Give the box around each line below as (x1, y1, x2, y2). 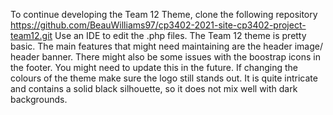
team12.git (10, 30, 53, 41)
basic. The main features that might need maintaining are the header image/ (10, 40, 323, 52)
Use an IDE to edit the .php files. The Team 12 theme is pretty (54, 30, 307, 41)
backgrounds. (10, 94, 68, 105)
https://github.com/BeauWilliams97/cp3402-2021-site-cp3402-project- (10, 19, 307, 31)
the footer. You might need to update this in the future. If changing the (10, 62, 298, 73)
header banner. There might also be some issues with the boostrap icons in (10, 51, 322, 63)
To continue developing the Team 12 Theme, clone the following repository (10, 9, 318, 20)
